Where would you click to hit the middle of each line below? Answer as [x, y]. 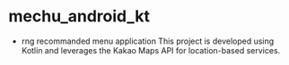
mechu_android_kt [79, 16]
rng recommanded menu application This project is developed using [148, 41]
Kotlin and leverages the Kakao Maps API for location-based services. [151, 50]
